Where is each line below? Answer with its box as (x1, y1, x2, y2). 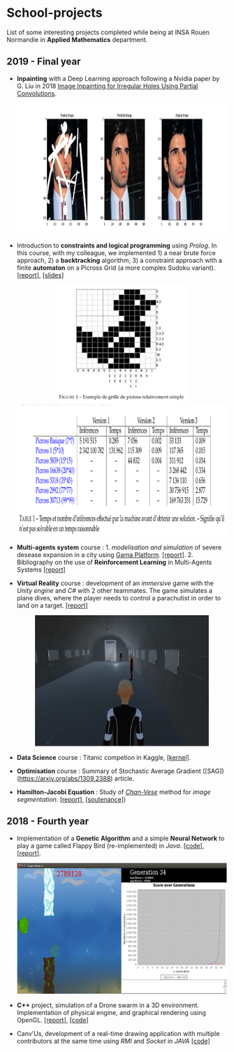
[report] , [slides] (16, 271, 64, 279)
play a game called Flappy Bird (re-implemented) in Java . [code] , (16, 841, 205, 850)
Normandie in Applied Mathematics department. (6, 35, 148, 43)
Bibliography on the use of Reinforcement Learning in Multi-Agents (16, 558, 212, 567)
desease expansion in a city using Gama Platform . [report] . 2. (16, 551, 193, 559)
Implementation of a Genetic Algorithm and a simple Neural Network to (16, 834, 225, 842)
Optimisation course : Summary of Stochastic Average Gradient (16, 767, 201, 775)
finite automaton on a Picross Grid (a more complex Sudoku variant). (16, 264, 216, 272)
